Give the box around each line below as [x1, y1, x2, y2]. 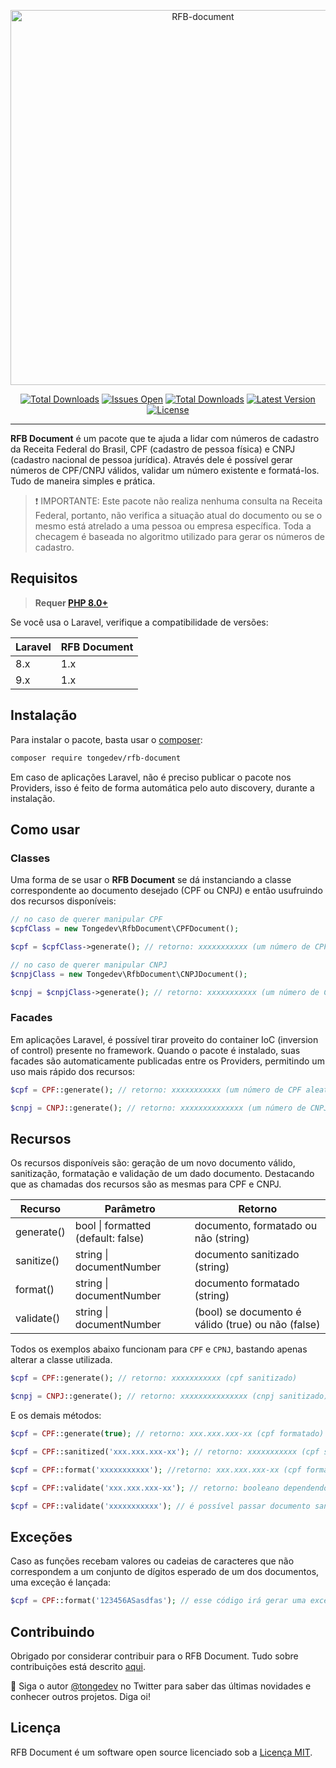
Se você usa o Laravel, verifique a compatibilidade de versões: [10, 616, 269, 628]
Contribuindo [10, 1623, 95, 1640]
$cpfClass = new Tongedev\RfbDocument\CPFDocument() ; [10, 924, 240, 934]
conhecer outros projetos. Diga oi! [10, 1690, 151, 1702]
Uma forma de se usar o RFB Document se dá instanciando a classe [10, 874, 292, 886]
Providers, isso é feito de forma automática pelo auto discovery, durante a [10, 781, 315, 794]
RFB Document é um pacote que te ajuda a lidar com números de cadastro [10, 433, 320, 444]
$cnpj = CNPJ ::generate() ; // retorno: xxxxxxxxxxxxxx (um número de [10, 1103, 307, 1113]
